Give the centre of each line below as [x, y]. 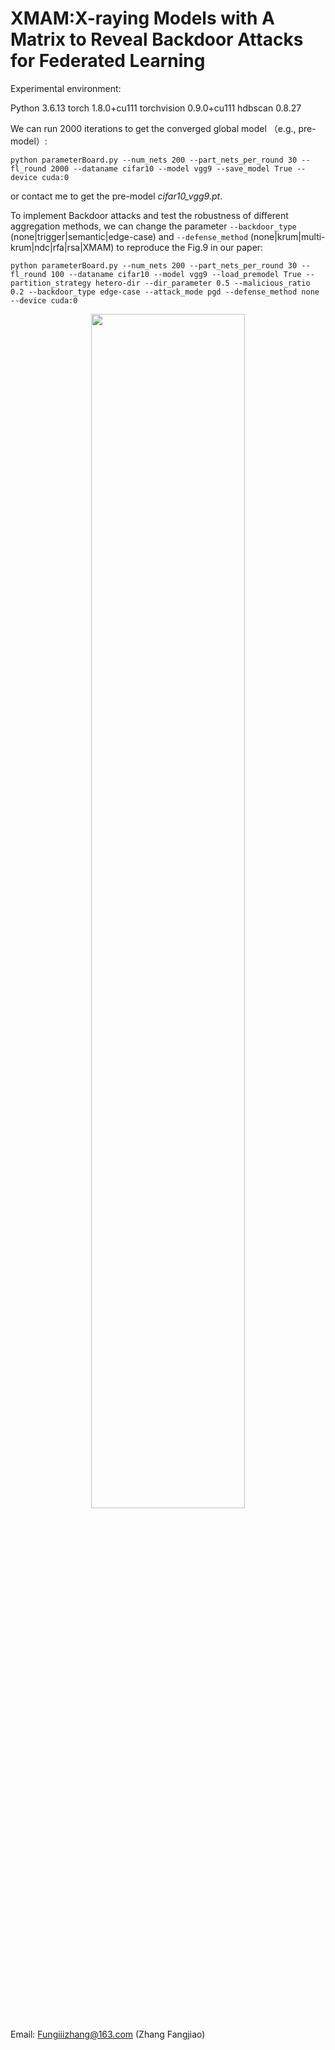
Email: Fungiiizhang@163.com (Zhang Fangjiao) [108, 2034]
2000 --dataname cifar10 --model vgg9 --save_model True [171, 168]
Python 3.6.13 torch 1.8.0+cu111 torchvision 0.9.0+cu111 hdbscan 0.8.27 [156, 108]
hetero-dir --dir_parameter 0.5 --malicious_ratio [203, 283]
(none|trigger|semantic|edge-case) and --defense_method [129, 236]
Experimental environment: [66, 88]
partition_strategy [51, 283]
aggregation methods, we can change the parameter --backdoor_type [153, 226]
